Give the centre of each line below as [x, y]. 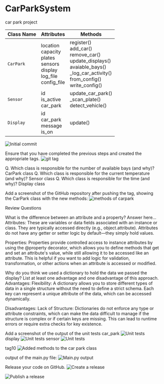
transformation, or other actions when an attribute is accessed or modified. [81, 263]
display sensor [33, 338]
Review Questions [23, 208]
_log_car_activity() [91, 73]
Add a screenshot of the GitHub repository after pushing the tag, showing [79, 193]
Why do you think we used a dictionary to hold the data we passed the [76, 273]
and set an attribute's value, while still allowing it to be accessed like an [77, 253]
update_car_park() [91, 93]
